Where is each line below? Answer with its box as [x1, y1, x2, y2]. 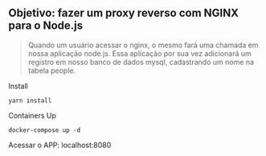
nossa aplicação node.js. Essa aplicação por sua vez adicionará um [27, 48, 252, 58]
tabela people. [27, 66, 76, 75]
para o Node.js [8, 19, 84, 33]
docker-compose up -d [8, 126, 81, 134]
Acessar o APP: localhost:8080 [8, 140, 112, 150]
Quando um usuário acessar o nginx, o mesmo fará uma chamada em [27, 40, 259, 50]
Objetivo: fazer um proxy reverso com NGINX [8, 6, 239, 20]
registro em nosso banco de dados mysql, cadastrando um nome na [27, 57, 255, 66]
